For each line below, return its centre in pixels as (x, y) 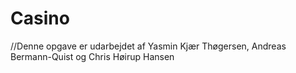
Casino (40, 18)
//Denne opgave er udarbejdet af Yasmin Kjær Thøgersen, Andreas (148, 46)
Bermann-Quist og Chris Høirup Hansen (92, 56)
